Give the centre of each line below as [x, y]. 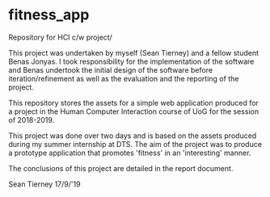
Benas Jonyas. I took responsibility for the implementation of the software [131, 61]
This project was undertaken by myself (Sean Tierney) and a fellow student [134, 52]
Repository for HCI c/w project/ [61, 37]
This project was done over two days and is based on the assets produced [133, 136]
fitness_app [49, 15]
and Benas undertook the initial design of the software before [110, 69]
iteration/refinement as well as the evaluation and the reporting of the [124, 78]
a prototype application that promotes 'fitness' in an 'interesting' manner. [130, 153]
